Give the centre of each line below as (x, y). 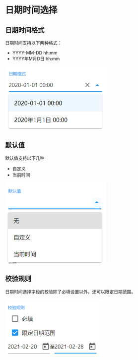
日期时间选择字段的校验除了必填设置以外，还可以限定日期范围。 (70, 292)
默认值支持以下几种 (25, 158)
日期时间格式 (25, 30)
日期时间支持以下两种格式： (34, 43)
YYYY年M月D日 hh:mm (36, 59)
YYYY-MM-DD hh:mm (35, 53)
